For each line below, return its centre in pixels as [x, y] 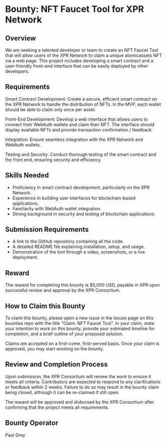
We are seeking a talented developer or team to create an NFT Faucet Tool [82, 50]
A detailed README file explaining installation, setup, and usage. [79, 247]
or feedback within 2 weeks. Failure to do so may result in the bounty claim [82, 387]
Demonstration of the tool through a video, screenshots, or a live [79, 252]
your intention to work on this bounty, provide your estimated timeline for [80, 329]
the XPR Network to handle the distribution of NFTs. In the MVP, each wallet [83, 104]
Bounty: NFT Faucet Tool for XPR [75, 9]
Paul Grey [15, 435]
